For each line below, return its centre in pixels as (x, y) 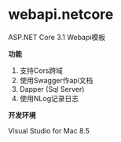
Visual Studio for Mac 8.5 (49, 130)
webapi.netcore (61, 15)
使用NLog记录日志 (49, 98)
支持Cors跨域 (41, 70)
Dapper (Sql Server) (52, 89)
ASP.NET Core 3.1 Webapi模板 (57, 37)
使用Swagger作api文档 (56, 80)
